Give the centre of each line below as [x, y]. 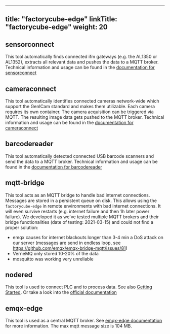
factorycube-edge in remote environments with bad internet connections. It [83, 206]
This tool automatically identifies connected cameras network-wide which [82, 101]
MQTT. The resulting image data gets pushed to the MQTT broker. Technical [85, 117]
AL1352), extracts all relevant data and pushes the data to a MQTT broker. [82, 62]
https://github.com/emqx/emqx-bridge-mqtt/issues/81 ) [70, 248]
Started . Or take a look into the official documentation [61, 292]
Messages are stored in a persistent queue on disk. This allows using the [81, 201]
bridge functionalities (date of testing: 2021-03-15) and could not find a [79, 222]
